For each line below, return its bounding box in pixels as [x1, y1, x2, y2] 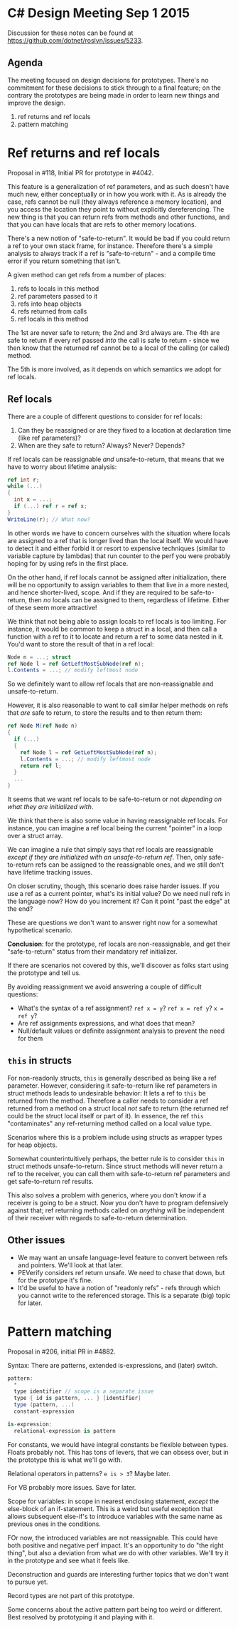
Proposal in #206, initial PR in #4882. [7, 1347, 116, 1356]
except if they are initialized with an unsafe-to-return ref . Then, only [7, 853, 207, 861]
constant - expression [13, 1408, 75, 1415]
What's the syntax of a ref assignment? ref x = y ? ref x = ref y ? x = [17, 1004, 224, 1012]
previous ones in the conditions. [7, 1520, 102, 1528]
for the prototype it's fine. [17, 1276, 93, 1284]
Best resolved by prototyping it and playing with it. [7, 1612, 155, 1621]
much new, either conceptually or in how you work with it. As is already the [7, 190, 227, 198]
